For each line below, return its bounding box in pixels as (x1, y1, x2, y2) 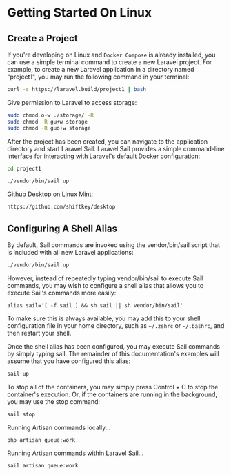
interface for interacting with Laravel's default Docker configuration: (7, 152, 201, 160)
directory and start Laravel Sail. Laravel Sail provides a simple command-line (7, 144, 225, 153)
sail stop (7, 411, 36, 418)
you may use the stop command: (7, 397, 101, 405)
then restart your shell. (7, 329, 72, 337)
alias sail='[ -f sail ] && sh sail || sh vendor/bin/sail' (7, 302, 184, 309)
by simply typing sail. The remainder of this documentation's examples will (7, 349, 219, 358)
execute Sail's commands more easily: (7, 289, 117, 297)
